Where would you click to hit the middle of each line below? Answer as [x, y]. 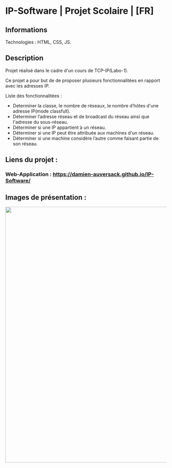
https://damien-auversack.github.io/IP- [103, 174]
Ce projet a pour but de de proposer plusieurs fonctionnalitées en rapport [83, 80]
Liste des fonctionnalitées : [34, 96]
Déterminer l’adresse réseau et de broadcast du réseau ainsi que [81, 116]
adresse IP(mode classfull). [41, 111]
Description [24, 58]
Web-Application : [29, 174]
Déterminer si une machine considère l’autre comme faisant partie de [85, 138]
